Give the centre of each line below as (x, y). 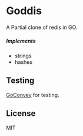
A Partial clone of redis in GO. (42, 27)
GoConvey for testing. (33, 95)
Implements (21, 41)
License (21, 114)
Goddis (24, 11)
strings (23, 56)
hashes (24, 62)
